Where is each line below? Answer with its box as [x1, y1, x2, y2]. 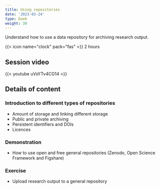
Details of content [5, 85, 61, 94]
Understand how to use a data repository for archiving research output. [5, 34, 149, 40]
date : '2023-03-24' [5, 12, 45, 17]
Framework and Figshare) [12, 155, 65, 161]
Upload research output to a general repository [12, 178, 108, 184]
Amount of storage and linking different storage [12, 111, 108, 117]
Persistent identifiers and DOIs [12, 121, 74, 127]
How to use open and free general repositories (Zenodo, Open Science [12, 150, 156, 156]
